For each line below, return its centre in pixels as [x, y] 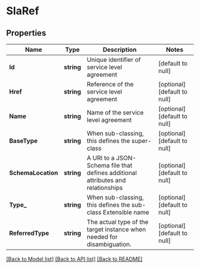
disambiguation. [109, 244]
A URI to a [101, 158]
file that [122, 165]
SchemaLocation [34, 173]
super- [141, 141]
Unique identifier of [114, 60]
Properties [26, 33]
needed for [102, 237]
